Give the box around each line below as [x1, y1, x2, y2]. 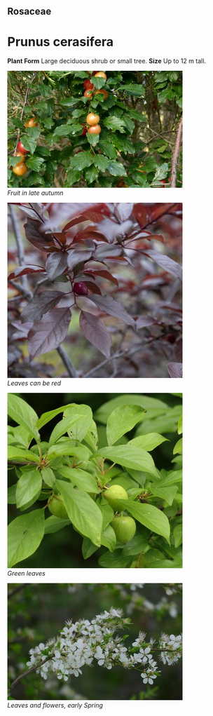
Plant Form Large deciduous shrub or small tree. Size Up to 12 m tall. [7, 57, 207, 65]
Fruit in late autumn [7, 189, 64, 197]
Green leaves [7, 569, 46, 578]
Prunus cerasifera [7, 34, 114, 50]
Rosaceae [7, 6, 52, 18]
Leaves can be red [7, 379, 62, 388]
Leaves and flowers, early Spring [7, 701, 104, 710]
